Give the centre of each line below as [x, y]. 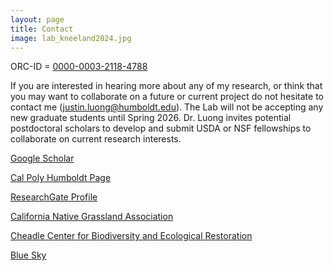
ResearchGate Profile [54, 197]
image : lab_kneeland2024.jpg [71, 38]
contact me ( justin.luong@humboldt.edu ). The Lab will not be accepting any [167, 107]
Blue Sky [28, 255]
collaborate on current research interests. [96, 139]
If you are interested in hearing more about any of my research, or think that [166, 86]
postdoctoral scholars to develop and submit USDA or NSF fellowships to [161, 128]
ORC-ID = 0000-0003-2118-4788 [79, 67]
